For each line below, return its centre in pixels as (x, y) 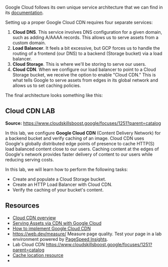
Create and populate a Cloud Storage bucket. (59, 179)
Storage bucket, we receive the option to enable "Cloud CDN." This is (84, 75)
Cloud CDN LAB (30, 111)
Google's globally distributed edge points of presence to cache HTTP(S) (80, 143)
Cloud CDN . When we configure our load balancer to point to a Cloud (84, 69)
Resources (22, 206)
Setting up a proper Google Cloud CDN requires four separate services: (79, 22)
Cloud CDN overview (34, 218)
